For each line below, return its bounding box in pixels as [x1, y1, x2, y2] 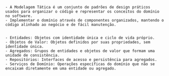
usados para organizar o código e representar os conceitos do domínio [5, 9, 159, 14]
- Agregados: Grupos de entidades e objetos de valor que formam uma [5, 48, 155, 53]
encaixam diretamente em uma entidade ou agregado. [5, 66, 116, 71]
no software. [5, 13, 33, 18]
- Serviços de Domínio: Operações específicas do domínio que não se [5, 61, 155, 66]
